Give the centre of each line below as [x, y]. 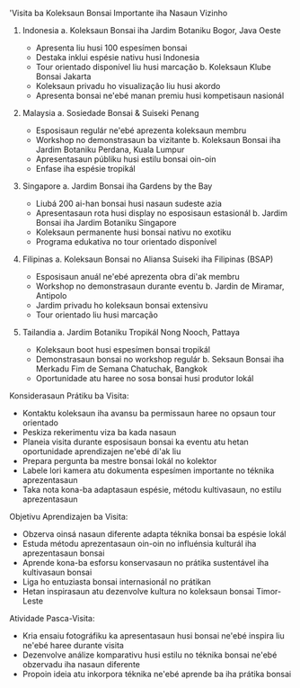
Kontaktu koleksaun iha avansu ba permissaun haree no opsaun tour [149, 413]
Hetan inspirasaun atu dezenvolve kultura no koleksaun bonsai [138, 591]
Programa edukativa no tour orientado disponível [126, 241]
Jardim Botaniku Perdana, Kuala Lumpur [110, 149]
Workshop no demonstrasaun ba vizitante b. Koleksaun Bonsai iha [158, 140]
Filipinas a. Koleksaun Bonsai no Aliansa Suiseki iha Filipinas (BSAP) [148, 259]
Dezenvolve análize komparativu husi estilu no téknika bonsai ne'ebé [150, 655]
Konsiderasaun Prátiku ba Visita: [69, 396]
